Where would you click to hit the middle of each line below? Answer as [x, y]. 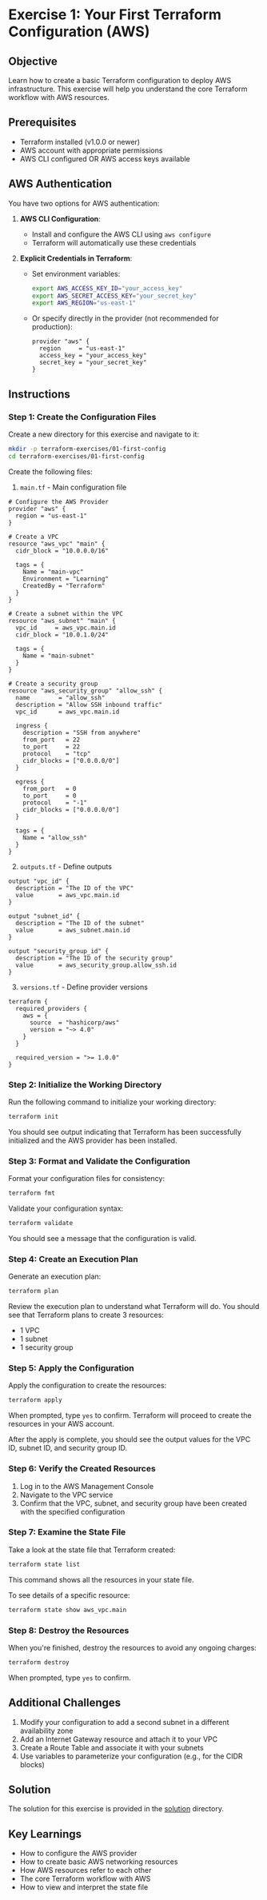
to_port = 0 [50, 796]
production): [52, 327]
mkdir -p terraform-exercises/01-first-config [87, 449]
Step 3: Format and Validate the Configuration [99, 1161]
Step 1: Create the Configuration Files [82, 417]
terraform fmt [32, 1193]
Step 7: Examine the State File [67, 1532]
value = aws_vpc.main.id [68, 895]
